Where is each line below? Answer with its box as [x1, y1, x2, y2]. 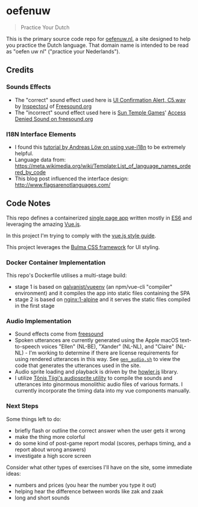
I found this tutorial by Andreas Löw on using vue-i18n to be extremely [14, 144, 186, 151]
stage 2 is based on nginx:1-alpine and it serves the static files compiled [14, 296, 191, 303]
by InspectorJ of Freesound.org [14, 103, 92, 110]
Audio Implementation [6, 317, 72, 325]
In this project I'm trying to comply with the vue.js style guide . [6, 232, 157, 239]
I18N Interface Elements [6, 130, 76, 138]
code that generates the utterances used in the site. [14, 362, 141, 369]
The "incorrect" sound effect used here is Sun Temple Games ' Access [14, 109, 186, 116]
